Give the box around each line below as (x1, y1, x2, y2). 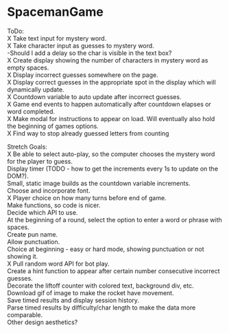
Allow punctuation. (7, 237, 60, 246)
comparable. (7, 310, 43, 319)
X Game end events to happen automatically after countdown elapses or (7, 100, 211, 108)
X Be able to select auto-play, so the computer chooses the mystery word (7, 149, 215, 158)
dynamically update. (7, 85, 64, 94)
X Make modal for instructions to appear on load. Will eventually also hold (7, 114, 215, 122)
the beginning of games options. (7, 122, 99, 130)
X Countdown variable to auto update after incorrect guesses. (7, 92, 182, 100)
